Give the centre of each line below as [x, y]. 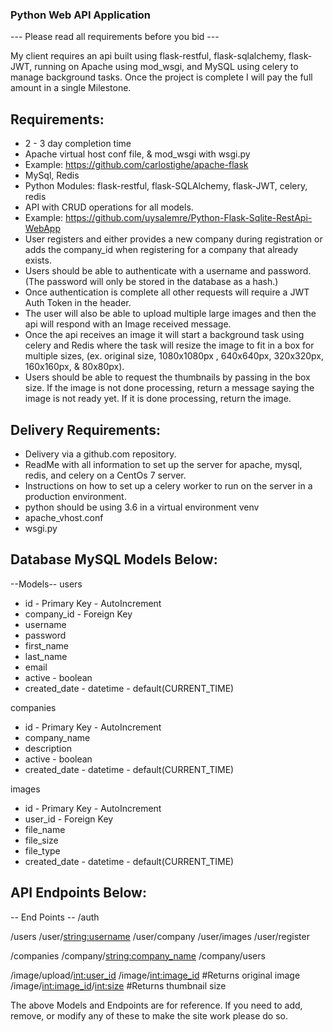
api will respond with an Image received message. [128, 324]
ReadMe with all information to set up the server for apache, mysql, [163, 464]
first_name [47, 645]
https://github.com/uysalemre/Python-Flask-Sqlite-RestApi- [189, 218]
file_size [41, 840]
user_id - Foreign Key [69, 819]
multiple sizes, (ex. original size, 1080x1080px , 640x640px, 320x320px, [174, 356]
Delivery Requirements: [85, 429]
